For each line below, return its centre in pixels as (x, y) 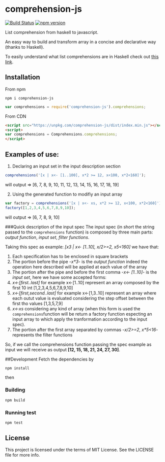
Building (15, 390)
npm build (15, 400)
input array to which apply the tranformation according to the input (80, 319)
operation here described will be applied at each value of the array (80, 266)
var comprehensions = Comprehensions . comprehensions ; (61, 134)
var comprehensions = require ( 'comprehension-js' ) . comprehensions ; (76, 107)
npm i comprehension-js (29, 98)
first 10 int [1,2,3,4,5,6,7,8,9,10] (42, 288)
